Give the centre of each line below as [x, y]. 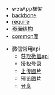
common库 [25, 36]
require [20, 22]
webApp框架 [27, 9]
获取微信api [35, 56]
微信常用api [26, 49]
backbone [24, 15]
